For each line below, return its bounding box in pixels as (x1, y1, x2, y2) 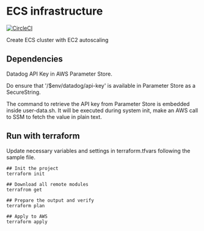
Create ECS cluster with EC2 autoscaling (6, 36, 109, 43)
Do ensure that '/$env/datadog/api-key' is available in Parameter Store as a (6, 82, 196, 89)
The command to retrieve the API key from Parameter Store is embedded (6, 100, 190, 107)
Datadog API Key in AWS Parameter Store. (6, 70, 113, 77)
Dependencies (6, 54, 63, 65)
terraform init (6, 171, 45, 177)
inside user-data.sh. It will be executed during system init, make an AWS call (6, 107, 199, 114)
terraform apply (6, 218, 48, 225)
